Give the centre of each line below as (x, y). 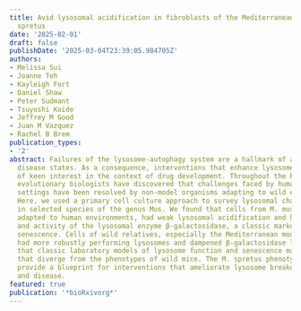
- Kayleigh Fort (39, 84)
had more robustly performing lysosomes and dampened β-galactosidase (152, 243)
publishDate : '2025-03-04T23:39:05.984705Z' (94, 51)
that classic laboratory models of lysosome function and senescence (150, 251)
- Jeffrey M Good (42, 117)
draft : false (34, 43)
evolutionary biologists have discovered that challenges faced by (146, 185)
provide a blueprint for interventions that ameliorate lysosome (142, 268)
